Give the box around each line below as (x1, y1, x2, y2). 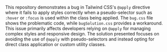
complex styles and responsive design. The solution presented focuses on (5, 31, 159, 36)
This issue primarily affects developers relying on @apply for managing (5, 25, 151, 31)
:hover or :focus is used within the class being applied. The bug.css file (5, 15, 153, 20)
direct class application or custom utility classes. (5, 41, 106, 47)
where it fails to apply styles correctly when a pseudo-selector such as (5, 9, 152, 15)
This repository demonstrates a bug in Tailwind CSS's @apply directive (5, 4, 150, 10)
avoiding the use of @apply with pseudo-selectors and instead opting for (5, 36, 154, 42)
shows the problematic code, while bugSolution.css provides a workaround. (5, 20, 163, 26)
